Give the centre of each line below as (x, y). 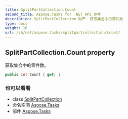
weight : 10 (16, 28)
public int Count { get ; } (33, 75)
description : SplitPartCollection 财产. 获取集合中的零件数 (64, 19)
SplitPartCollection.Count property (60, 53)
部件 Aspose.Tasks (31, 111)
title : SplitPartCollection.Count (41, 10)
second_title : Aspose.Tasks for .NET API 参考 (53, 14)
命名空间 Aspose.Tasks (36, 105)
